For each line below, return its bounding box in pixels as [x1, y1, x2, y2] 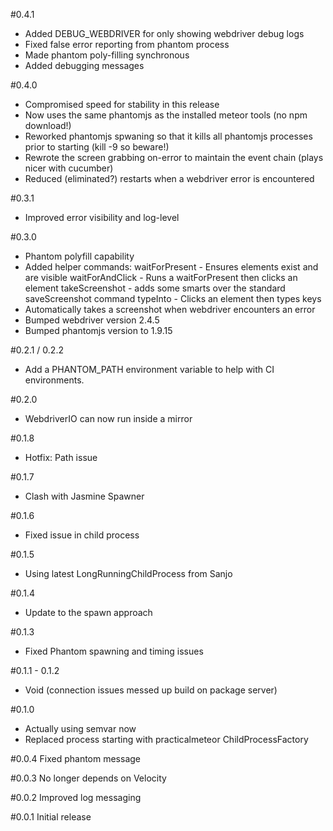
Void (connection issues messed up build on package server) [24, 684, 278, 696]
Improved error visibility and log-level [24, 212, 180, 223]
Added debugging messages [24, 60, 145, 71]
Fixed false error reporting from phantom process [24, 39, 230, 50]
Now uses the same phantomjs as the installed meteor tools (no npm [24, 109, 308, 121]
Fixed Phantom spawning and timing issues [24, 645, 204, 657]
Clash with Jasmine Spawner [24, 490, 145, 502]
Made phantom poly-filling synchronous [24, 49, 190, 61]
